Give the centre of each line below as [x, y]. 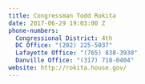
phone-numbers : [34, 30]
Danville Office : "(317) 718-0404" [75, 61]
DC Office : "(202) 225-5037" [64, 46]
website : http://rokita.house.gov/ [68, 68]
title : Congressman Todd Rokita [62, 16]
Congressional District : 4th [64, 38]
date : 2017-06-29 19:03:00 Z [57, 23]
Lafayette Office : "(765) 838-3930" [77, 53]
